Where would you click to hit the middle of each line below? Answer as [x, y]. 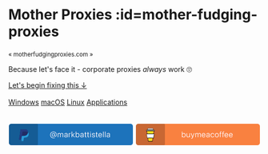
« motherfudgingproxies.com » [51, 54]
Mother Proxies [60, 15]
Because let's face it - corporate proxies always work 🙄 [100, 69]
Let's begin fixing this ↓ [48, 85]
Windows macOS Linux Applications [68, 102]
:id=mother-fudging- [186, 15]
